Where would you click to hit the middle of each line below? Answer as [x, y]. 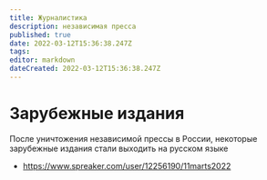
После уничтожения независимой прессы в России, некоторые [133, 138]
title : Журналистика [49, 18]
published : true [40, 35]
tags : [20, 52]
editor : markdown [42, 60]
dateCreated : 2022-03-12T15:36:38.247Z [85, 69]
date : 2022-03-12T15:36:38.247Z [71, 43]
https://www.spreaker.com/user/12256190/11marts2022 [127, 165]
